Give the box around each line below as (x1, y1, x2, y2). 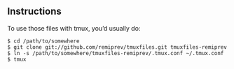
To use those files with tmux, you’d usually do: (7, 24, 141, 32)
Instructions (7, 6, 62, 17)
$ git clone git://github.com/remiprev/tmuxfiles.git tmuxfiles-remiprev (7, 43, 228, 51)
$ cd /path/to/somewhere (7, 38, 80, 45)
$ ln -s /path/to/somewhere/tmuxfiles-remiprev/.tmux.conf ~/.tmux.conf (7, 49, 224, 56)
